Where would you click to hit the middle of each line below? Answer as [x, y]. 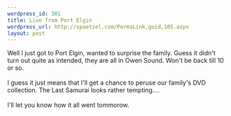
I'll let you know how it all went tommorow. [68, 105]
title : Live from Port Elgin [50, 20]
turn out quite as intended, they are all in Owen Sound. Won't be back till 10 [115, 61]
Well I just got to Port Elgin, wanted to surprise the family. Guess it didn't [111, 53]
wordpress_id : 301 [34, 14]
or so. [16, 68]
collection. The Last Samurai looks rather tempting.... [83, 90]
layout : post [26, 33]
